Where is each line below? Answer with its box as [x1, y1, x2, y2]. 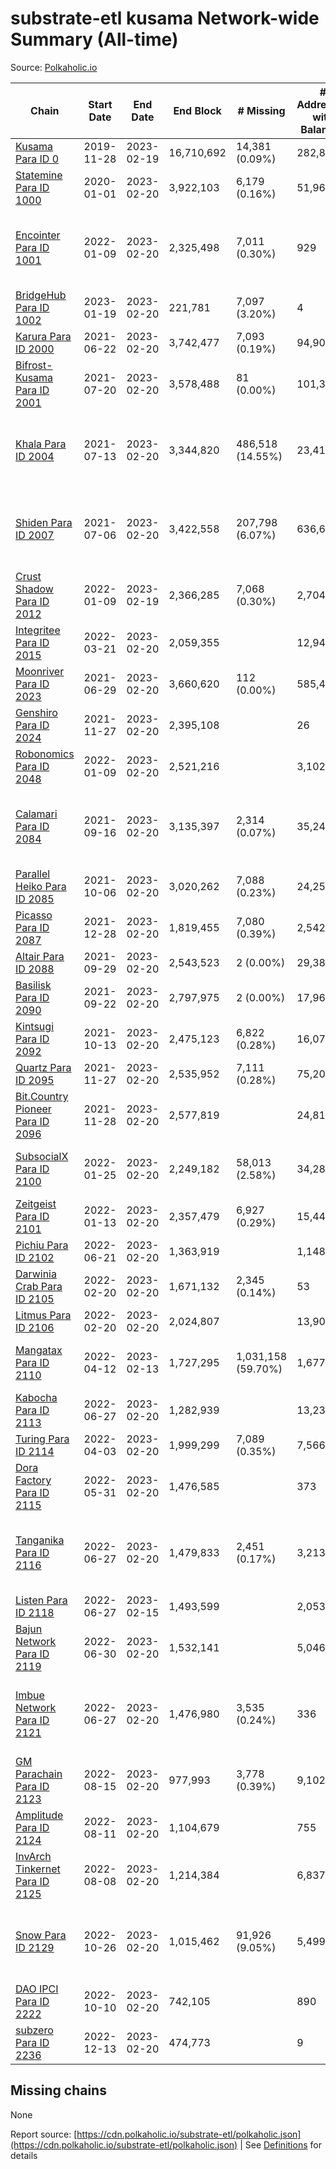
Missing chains [10, 2082, 107, 2099]
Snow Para [15, 1928, 67, 1942]
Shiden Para [15, 515, 73, 529]
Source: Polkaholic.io [10, 61, 98, 73]
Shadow [15, 582, 54, 596]
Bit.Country [15, 1089, 69, 1103]
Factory [15, 1473, 52, 1487]
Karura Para [15, 329, 72, 343]
